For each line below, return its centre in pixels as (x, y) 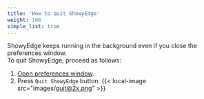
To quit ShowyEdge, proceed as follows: (64, 60)
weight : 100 (24, 20)
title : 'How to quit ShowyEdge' (53, 13)
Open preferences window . (55, 74)
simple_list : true (33, 26)
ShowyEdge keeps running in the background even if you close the (102, 46)
